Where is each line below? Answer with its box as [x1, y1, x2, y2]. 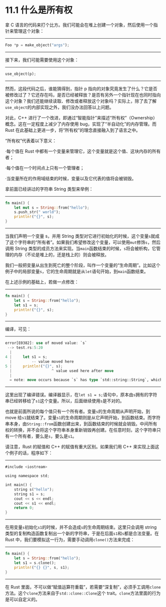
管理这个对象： [13, 28, 44, 34]
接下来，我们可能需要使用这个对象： [5, 56, 79, 62]
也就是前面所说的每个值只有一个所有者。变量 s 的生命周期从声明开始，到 [5, 408, 151, 414]
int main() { [5, 483, 32, 488]
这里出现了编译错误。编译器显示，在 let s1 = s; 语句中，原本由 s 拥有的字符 [5, 392, 157, 398]
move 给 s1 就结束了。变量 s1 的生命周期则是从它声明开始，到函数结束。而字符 [5, 415, 161, 421]
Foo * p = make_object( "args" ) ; [5, 43, 70, 48]
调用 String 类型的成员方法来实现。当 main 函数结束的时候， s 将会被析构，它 [5, 246, 157, 252]
